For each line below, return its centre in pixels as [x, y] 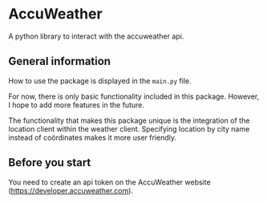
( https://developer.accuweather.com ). [71, 190]
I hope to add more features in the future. [76, 104]
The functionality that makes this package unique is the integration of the [129, 120]
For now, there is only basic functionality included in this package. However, [134, 96]
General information [59, 61]
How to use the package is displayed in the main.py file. [100, 80]
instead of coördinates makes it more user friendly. [92, 137]
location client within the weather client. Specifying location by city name [129, 128]
